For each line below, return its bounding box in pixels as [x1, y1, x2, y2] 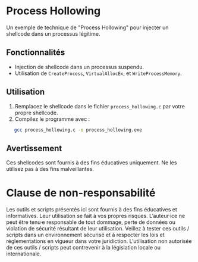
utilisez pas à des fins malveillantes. [6, 166, 94, 173]
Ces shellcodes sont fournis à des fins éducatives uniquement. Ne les [6, 159, 177, 166]
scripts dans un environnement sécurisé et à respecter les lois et [6, 231, 165, 239]
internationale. [6, 250, 42, 257]
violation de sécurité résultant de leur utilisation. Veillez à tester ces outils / [6, 225, 190, 232]
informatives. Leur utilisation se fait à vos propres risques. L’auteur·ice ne [6, 213, 186, 220]
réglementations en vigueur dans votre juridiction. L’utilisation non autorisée [6, 238, 192, 245]
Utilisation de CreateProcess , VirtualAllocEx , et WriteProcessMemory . [14, 70, 183, 77]
